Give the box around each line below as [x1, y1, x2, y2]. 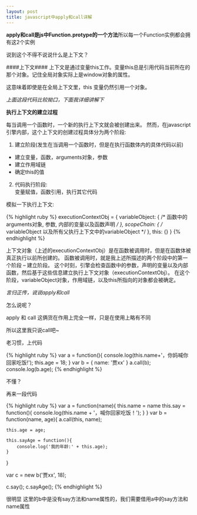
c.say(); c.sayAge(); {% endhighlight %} [6, 483, 103, 490]
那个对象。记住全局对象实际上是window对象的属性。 [6, 71, 133, 78]
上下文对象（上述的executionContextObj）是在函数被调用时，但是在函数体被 [6, 247, 191, 254]
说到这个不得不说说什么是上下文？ [6, 51, 89, 58]
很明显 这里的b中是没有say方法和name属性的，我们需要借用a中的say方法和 [6, 495, 188, 502]
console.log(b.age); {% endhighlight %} [6, 365, 102, 372]
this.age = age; [6, 427, 46, 433]
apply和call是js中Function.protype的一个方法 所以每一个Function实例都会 [6, 31, 185, 38]
